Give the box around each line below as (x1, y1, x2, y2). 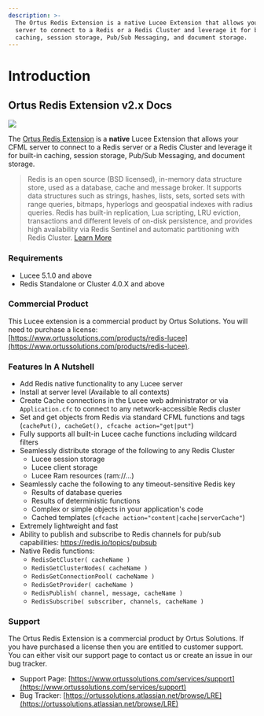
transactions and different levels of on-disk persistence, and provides (27, 216, 253, 226)
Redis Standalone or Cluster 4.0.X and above (19, 279, 165, 288)
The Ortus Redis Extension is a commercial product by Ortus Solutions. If (8, 634, 244, 644)
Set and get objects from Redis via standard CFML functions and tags (19, 412, 245, 422)
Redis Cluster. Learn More (27, 233, 112, 242)
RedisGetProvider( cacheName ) (31, 581, 134, 589)
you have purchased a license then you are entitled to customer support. (8, 642, 244, 651)
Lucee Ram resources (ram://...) (31, 471, 135, 481)
